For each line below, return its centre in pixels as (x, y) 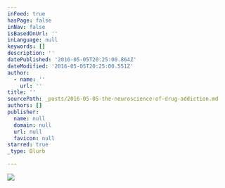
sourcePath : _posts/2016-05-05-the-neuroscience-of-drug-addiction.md (113, 99)
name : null (30, 118)
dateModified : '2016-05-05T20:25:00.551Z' (70, 66)
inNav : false (26, 27)
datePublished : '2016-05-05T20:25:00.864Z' (72, 60)
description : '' (31, 54)
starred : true (28, 145)
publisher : (23, 112)
